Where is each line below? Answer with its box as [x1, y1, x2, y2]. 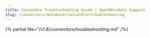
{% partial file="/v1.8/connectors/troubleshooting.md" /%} [5, 26, 129, 32]
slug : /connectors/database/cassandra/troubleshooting [5, 12, 125, 17]
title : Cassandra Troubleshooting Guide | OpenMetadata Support [5, 7, 145, 13]
